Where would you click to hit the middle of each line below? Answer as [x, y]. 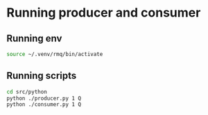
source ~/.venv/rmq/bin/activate [55, 54]
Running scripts [42, 76]
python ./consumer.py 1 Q [44, 105]
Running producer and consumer [104, 13]
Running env [34, 38]
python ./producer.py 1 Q [44, 98]
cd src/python [27, 91]
